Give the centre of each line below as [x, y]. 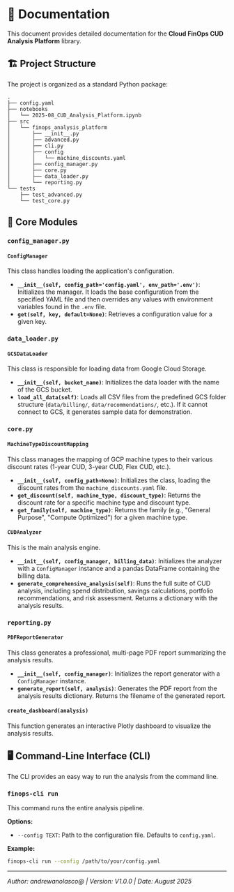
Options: [20, 822]
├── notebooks [28, 109]
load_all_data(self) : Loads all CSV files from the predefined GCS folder [122, 397]
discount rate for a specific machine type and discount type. [104, 503]
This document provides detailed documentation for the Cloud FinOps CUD [116, 34]
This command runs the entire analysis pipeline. [76, 808]
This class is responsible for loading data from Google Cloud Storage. [107, 369]
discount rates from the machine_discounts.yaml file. [92, 487]
